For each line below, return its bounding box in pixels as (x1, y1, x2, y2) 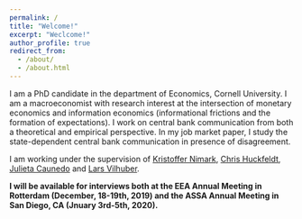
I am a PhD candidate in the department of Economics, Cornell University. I (9, 87, 288, 99)
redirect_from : (9, 47, 67, 56)
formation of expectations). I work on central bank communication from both (9, 116, 294, 127)
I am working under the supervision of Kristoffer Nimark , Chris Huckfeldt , (9, 153, 281, 164)
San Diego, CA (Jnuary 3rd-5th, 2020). (9, 199, 159, 210)
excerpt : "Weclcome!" (9, 30, 91, 39)
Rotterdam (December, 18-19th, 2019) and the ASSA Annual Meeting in (9, 190, 279, 201)
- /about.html (17, 64, 70, 73)
